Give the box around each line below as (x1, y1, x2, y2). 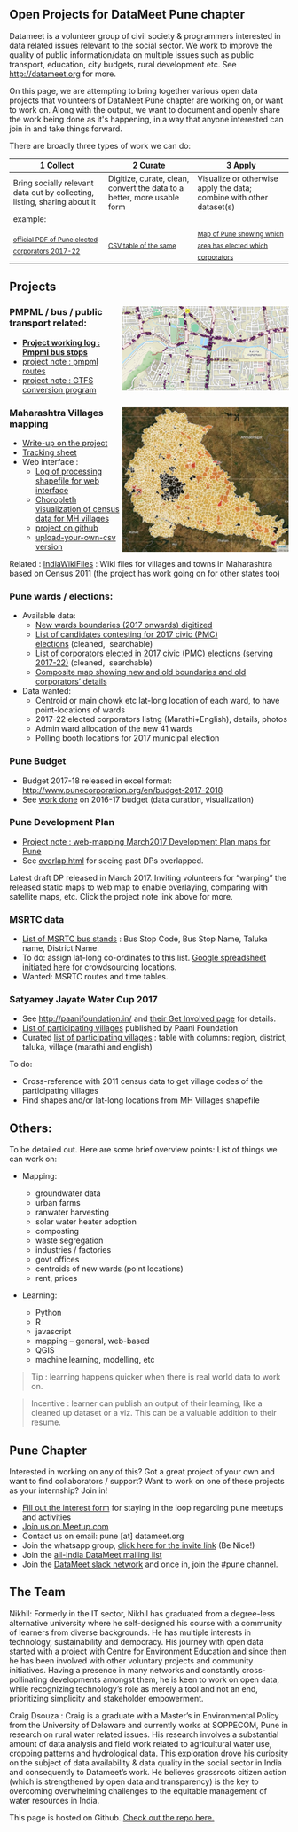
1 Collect (39, 160, 74, 171)
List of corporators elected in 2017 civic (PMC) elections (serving (35, 648, 273, 659)
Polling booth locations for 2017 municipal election (35, 733, 220, 743)
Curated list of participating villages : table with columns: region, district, (21, 1033, 287, 1043)
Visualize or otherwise (197, 173, 278, 184)
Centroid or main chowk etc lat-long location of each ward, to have (35, 696, 280, 706)
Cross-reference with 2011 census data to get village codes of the (21, 1076, 263, 1087)
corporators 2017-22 (12, 248, 81, 256)
